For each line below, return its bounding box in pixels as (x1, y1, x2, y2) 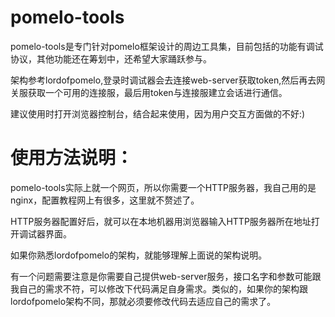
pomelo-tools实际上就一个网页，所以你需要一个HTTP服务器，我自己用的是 (10, 181, 317, 193)
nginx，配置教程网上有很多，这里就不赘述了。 (10, 194, 200, 206)
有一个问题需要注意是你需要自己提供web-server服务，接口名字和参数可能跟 (10, 270, 322, 282)
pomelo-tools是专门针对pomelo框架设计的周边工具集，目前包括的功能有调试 (10, 40, 324, 52)
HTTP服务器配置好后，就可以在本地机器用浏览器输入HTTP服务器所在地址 (10, 215, 312, 227)
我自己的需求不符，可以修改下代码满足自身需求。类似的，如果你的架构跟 (10, 282, 308, 295)
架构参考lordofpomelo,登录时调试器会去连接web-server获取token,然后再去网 (10, 74, 326, 86)
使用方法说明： (10, 147, 134, 170)
